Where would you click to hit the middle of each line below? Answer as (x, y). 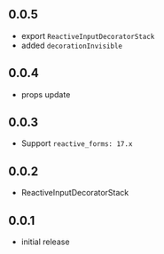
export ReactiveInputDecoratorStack (88, 35)
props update (46, 94)
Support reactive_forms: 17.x (77, 143)
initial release (45, 242)
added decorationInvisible (72, 45)
